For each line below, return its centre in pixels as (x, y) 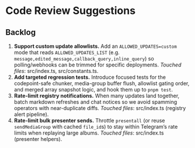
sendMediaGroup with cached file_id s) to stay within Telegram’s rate (96, 127)
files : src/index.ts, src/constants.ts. (56, 71)
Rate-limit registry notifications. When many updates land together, (97, 96)
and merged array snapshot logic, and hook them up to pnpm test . (93, 89)
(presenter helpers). (38, 139)
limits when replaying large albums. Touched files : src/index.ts (89, 133)
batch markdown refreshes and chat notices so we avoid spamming (95, 102)
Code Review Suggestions (70, 11)
